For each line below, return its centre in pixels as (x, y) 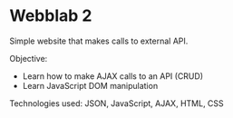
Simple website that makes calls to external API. (99, 41)
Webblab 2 (51, 16)
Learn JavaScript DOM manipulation (90, 85)
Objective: (29, 58)
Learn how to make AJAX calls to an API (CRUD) (113, 76)
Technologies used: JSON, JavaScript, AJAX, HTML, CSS (116, 103)
